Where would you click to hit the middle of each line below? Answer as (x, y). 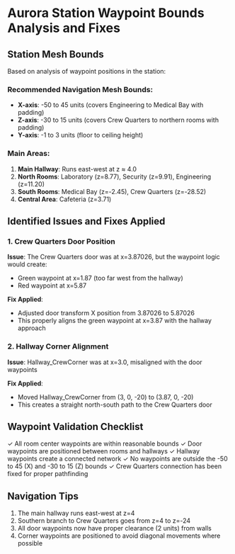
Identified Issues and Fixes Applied (86, 221)
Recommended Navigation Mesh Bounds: (80, 89)
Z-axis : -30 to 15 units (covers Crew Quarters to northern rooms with (118, 120)
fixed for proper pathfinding (48, 474)
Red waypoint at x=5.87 (52, 286)
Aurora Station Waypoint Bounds (106, 13)
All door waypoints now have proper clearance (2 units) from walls (115, 528)
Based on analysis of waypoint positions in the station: (87, 71)
